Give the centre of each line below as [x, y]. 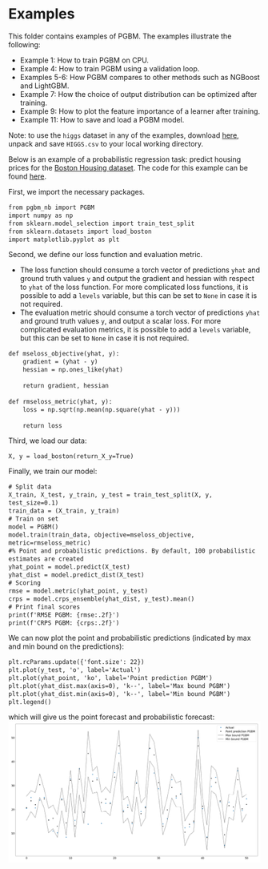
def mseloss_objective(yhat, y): [64, 353]
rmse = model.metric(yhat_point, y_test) [78, 591]
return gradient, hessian [66, 385]
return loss [42, 425]
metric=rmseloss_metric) [50, 543]
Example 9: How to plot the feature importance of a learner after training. [140, 111]
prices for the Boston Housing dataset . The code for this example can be [128, 167]
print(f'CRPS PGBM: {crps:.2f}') [64, 623]
